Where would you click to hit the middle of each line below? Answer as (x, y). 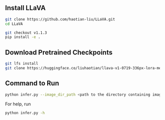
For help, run (18, 104)
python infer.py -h (25, 113)
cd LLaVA (14, 24)
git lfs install (22, 64)
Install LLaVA (25, 8)
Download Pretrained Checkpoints (59, 52)
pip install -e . (23, 37)
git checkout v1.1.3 (26, 33)
